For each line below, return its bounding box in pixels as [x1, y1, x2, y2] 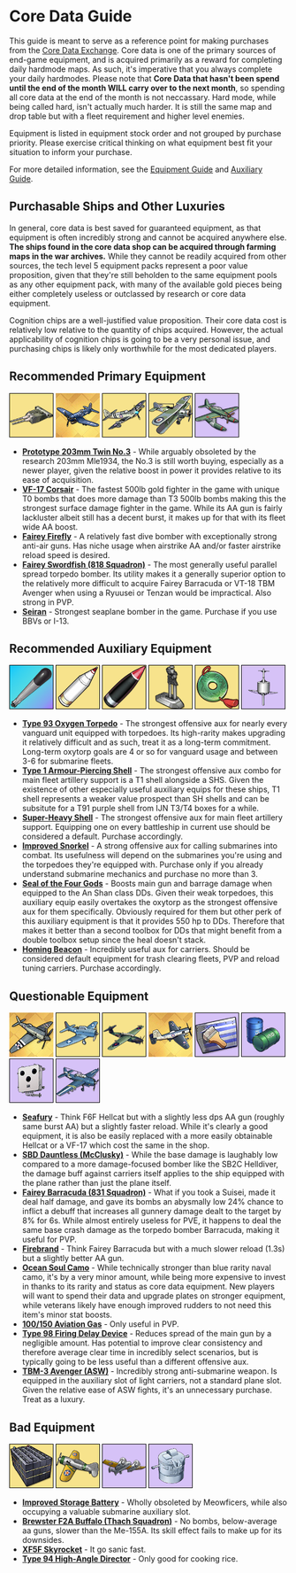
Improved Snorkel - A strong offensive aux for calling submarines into [21, 841, 278, 851]
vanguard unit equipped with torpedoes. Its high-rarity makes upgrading [21, 728, 285, 739]
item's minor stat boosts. [21, 1309, 113, 1321]
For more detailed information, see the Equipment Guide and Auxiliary [9, 164, 263, 174]
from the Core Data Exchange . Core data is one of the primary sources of [9, 44, 277, 55]
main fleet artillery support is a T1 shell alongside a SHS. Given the [21, 775, 264, 786]
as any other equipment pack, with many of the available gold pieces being [9, 279, 283, 290]
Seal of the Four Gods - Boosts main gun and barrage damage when [21, 879, 272, 889]
